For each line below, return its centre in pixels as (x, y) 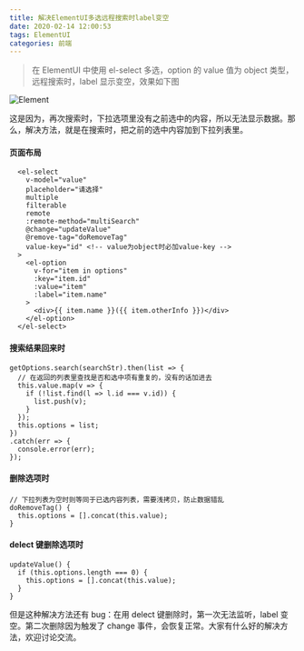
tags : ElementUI (40, 35)
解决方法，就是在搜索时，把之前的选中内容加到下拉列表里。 (136, 130)
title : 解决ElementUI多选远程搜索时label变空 (89, 18)
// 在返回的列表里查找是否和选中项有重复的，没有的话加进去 (115, 377)
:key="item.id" (62, 279)
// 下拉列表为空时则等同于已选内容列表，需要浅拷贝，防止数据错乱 (117, 500)
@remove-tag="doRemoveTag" (77, 237)
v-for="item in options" (80, 271)
